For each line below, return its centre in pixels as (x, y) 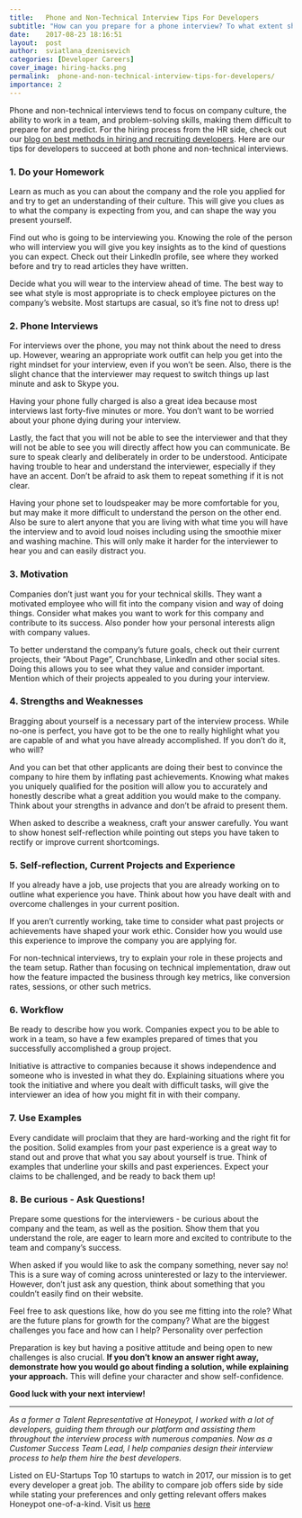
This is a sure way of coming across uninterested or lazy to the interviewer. (148, 1275)
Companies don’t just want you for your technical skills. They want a (136, 594)
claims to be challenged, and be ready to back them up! (112, 1176)
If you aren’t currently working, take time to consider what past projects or (147, 921)
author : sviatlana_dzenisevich (70, 51)
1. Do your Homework (57, 172)
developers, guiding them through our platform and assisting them (133, 1429)
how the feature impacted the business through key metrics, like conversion (150, 977)
